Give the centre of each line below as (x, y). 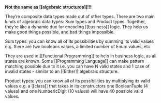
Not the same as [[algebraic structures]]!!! (48, 7)
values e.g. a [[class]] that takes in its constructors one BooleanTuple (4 (77, 86)
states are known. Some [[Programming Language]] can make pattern (75, 61)
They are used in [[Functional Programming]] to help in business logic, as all (81, 56)
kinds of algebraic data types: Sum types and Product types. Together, (75, 22)
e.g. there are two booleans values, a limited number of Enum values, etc (78, 46)
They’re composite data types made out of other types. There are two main (80, 16)
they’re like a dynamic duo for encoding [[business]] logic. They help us (77, 27)
